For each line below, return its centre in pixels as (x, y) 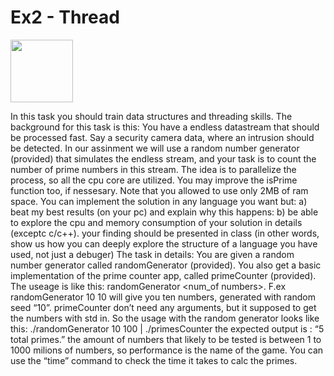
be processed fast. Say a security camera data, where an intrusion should (162, 137)
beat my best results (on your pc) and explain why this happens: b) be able (164, 212)
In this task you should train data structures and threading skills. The (151, 116)
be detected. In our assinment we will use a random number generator (155, 148)
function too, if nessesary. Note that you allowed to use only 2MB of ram (159, 190)
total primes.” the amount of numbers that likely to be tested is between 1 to (166, 339)
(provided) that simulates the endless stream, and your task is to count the (163, 158)
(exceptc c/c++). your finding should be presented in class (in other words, (165, 233)
